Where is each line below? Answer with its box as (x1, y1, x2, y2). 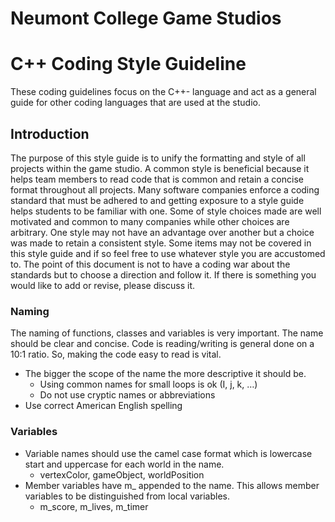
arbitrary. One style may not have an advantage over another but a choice (10, 226, 315, 238)
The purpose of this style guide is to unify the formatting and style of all (10, 152, 306, 164)
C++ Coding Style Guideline (10, 53, 247, 76)
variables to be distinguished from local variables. (24, 490, 230, 502)
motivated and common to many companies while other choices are (10, 215, 290, 227)
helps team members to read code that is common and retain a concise (10, 173, 304, 185)
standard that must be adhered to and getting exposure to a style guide (10, 194, 305, 206)
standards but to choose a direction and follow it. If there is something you (10, 268, 317, 281)
